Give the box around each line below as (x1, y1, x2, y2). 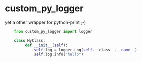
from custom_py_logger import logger (14, 29, 93, 34)
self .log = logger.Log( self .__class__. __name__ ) (34, 47, 137, 52)
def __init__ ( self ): (25, 43, 68, 48)
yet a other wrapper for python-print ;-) (5, 19, 86, 25)
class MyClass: (14, 38, 46, 43)
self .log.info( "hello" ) (34, 52, 84, 57)
